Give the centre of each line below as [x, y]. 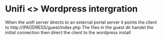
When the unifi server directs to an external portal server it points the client [81, 22]
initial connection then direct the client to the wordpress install [68, 32]
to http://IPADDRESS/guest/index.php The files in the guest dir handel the [79, 27]
